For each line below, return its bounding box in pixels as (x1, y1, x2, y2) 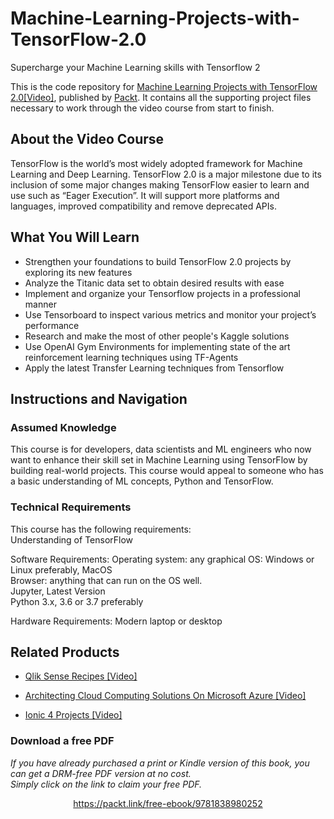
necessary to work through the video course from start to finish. (10, 102, 275, 114)
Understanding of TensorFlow (10, 533, 134, 546)
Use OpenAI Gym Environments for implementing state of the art (24, 340, 291, 352)
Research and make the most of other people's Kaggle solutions (24, 330, 290, 342)
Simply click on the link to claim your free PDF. (10, 778, 203, 790)
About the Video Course (10, 131, 165, 148)
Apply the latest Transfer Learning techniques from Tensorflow (24, 362, 285, 374)
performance (24, 319, 80, 331)
